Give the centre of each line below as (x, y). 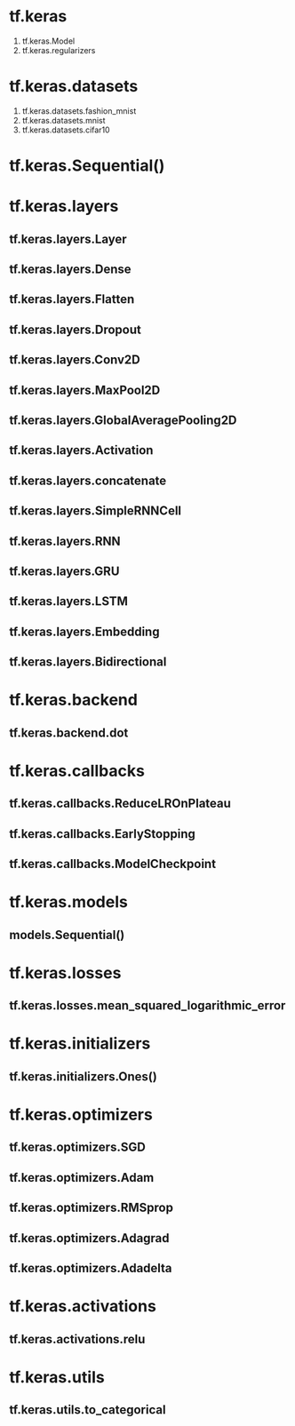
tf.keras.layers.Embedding (84, 631)
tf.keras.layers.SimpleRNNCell (96, 511)
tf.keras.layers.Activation (81, 450)
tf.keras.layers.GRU (64, 571)
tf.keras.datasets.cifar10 (66, 130)
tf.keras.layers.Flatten (72, 299)
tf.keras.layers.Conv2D (75, 360)
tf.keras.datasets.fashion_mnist (79, 111)
